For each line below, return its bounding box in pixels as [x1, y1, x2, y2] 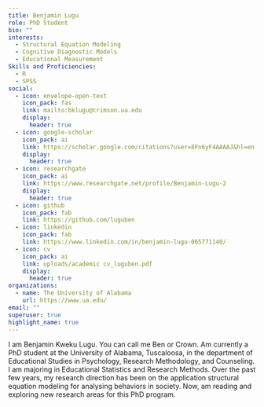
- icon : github [15, 201, 65, 209]
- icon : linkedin [15, 223, 72, 232]
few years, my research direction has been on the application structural [8, 373, 240, 383]
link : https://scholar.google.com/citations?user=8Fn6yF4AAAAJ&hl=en [22, 143, 255, 151]
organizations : [8, 282, 58, 290]
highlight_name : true [8, 318, 79, 326]
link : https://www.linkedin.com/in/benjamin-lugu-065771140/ [22, 238, 226, 246]
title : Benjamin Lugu [8, 11, 79, 20]
